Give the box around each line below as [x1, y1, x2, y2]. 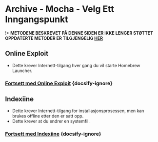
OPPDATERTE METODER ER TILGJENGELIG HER [5, 35, 103, 41]
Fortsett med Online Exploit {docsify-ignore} [5, 80, 113, 87]
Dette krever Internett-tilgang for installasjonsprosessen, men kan [12, 108, 144, 114]
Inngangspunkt [5, 14, 68, 25]
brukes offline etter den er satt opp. [12, 113, 84, 119]
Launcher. [12, 68, 33, 73]
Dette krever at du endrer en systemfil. [12, 118, 90, 124]
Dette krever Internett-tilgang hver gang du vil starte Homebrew [12, 62, 140, 68]
